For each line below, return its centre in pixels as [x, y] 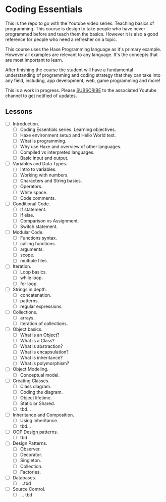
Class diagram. [36, 386]
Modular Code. [28, 232]
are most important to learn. [34, 60]
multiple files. [34, 261]
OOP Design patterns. [35, 432]
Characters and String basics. [51, 181]
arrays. [27, 317]
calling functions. [38, 244]
